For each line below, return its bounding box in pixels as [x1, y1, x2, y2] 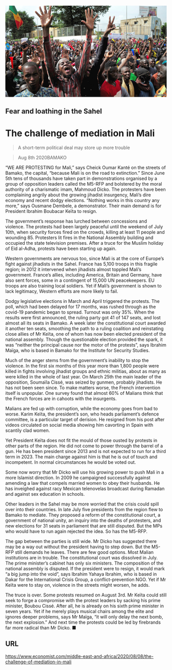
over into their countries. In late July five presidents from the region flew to [5, 506, 163, 512]
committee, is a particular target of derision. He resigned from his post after [5, 416, 165, 422]
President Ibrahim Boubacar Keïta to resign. [5, 208, 97, 214]
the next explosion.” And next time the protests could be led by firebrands [5, 619, 161, 625]
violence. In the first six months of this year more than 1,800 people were [5, 363, 159, 369]
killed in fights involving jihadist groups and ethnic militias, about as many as [5, 368, 166, 374]
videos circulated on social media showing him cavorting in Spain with [5, 422, 154, 428]
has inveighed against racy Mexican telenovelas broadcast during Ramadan [5, 485, 165, 492]
